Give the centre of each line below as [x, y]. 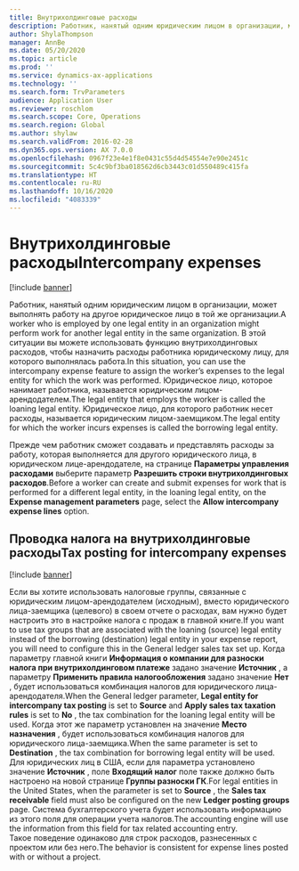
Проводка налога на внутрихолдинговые [130, 539]
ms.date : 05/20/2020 [48, 51]
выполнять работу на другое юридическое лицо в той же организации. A [148, 313]
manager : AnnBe [37, 42]
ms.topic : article [43, 59]
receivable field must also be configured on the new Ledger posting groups [149, 800]
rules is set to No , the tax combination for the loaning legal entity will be [142, 714]
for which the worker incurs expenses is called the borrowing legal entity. [144, 427]
